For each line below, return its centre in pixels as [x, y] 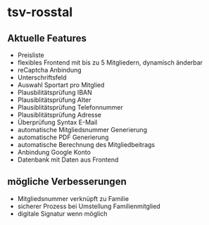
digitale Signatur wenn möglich [62, 213]
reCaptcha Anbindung [50, 70]
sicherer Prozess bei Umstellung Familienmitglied [89, 206]
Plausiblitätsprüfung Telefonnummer [70, 107]
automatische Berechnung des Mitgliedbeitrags [86, 144]
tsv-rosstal [40, 12]
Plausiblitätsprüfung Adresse [59, 115]
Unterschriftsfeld [42, 77]
